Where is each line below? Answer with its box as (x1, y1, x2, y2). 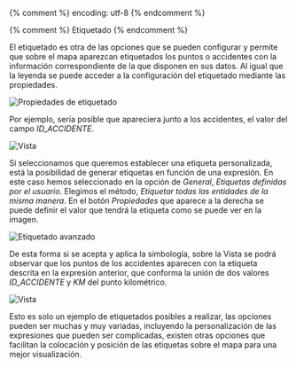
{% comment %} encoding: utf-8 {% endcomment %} (9, 8, 206, 18)
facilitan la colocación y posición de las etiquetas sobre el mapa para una (9, 340, 277, 349)
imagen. (9, 215, 39, 224)
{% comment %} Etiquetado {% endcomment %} (9, 25, 189, 35)
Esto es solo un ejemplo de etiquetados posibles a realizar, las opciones (9, 311, 272, 322)
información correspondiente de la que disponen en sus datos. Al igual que (9, 61, 284, 71)
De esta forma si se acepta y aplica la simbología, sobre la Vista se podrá (9, 248, 277, 259)
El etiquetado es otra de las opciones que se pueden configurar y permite (9, 42, 278, 52)
